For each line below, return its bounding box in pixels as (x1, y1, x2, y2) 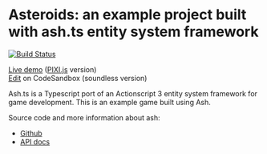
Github (19, 128, 42, 138)
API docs (19, 136, 51, 146)
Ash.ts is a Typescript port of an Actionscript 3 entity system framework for (8, 88, 258, 98)
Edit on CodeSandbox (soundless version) (8, 73, 148, 83)
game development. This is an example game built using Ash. (8, 97, 211, 107)
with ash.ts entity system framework (8, 22, 259, 41)
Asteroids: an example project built (8, 6, 247, 24)
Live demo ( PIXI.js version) (8, 64, 97, 74)
